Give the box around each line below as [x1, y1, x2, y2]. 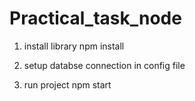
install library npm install [23, 40, 125, 52]
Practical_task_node [9, 7, 182, 30]
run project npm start [23, 78, 112, 91]
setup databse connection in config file [23, 59, 186, 71]
